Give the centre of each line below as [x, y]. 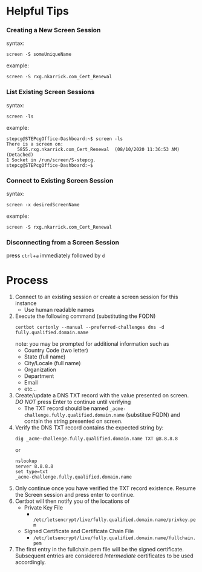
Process [27, 280]
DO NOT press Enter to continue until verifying [73, 402]
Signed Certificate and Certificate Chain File [79, 531]
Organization [40, 370]
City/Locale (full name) [52, 363]
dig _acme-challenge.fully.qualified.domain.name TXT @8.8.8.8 [96, 439]
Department [39, 376]
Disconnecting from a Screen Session [63, 242]
